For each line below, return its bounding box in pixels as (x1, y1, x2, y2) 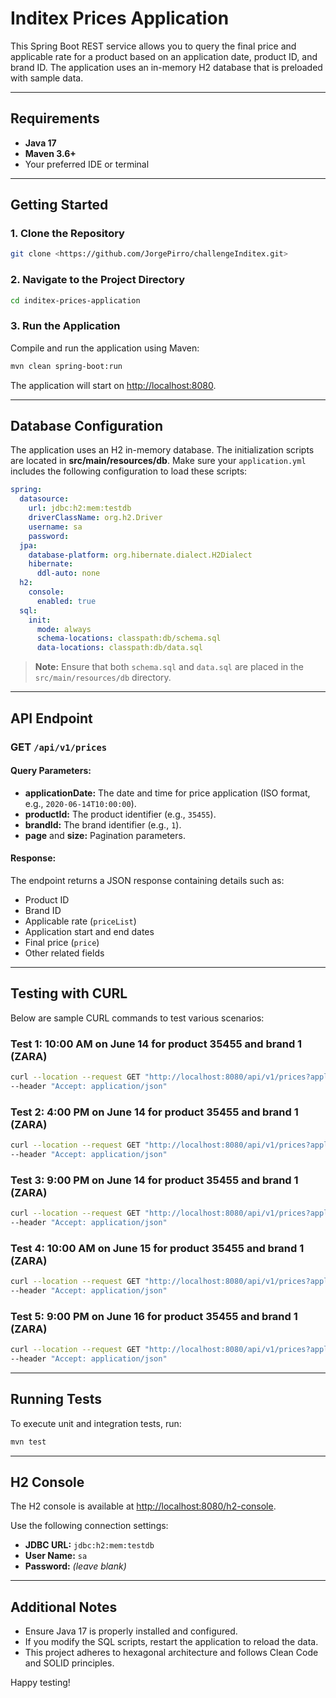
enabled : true (36, 596, 97, 606)
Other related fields (24, 947, 105, 959)
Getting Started (10, 197, 109, 214)
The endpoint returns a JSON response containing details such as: (10, 874, 285, 886)
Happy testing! (10, 1677, 71, 1689)
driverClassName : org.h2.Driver (28, 513, 163, 523)
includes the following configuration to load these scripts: (10, 465, 248, 477)
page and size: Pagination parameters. (24, 829, 186, 841)
